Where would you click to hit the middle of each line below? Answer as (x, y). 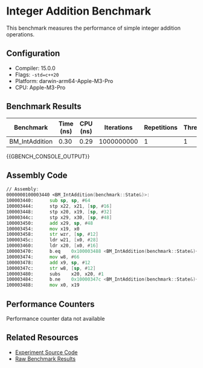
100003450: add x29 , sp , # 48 (50, 223)
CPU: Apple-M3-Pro (40, 87)
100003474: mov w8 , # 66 (43, 257)
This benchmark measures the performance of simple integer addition (94, 28)
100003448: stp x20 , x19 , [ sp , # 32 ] (59, 212)
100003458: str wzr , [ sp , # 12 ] (52, 235)
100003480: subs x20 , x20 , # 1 (55, 274)
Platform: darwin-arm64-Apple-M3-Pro (64, 81)
